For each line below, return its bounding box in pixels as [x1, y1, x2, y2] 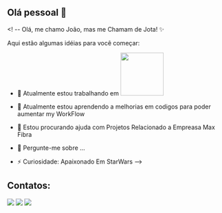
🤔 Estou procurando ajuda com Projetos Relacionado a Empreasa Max [16, 123, 215, 131]
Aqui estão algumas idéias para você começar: [7, 38, 140, 47]
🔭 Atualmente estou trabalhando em [16, 89, 119, 97]
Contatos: [7, 180, 51, 192]
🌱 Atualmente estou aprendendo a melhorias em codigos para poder [16, 102, 211, 111]
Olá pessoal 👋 [7, 7, 67, 19]
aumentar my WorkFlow [16, 109, 85, 117]
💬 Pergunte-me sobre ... [16, 144, 86, 152]
